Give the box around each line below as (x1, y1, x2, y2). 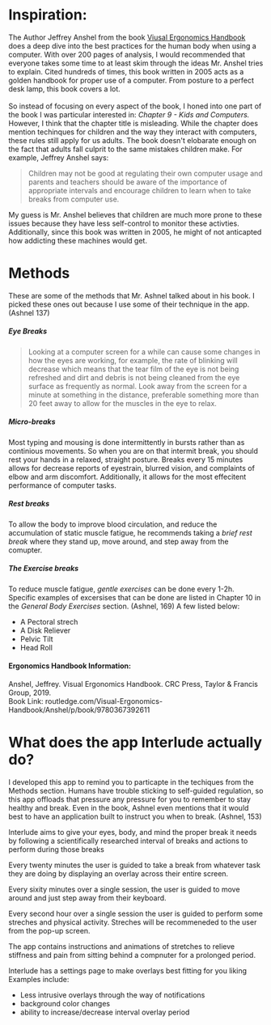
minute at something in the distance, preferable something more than (28, 390, 259, 400)
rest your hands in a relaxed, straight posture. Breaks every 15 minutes (8, 455, 243, 464)
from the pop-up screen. (8, 925, 91, 935)
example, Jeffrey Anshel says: (8, 152, 109, 163)
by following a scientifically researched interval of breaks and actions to (8, 836, 248, 845)
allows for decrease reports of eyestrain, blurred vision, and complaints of (8, 463, 255, 472)
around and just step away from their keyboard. (8, 892, 167, 903)
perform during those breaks (8, 844, 105, 854)
